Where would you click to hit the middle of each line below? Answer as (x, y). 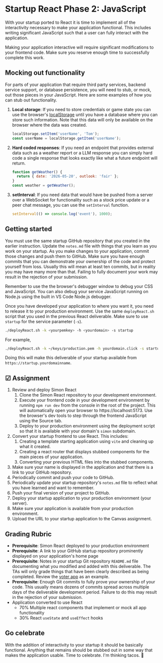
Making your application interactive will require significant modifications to (79, 47)
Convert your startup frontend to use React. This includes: (70, 436)
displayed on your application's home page (55, 556)
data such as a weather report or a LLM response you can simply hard (82, 153)
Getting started (29, 229)
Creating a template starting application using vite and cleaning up (86, 441)
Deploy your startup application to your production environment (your (81, 498)
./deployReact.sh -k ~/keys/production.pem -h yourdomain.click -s (75, 348)
